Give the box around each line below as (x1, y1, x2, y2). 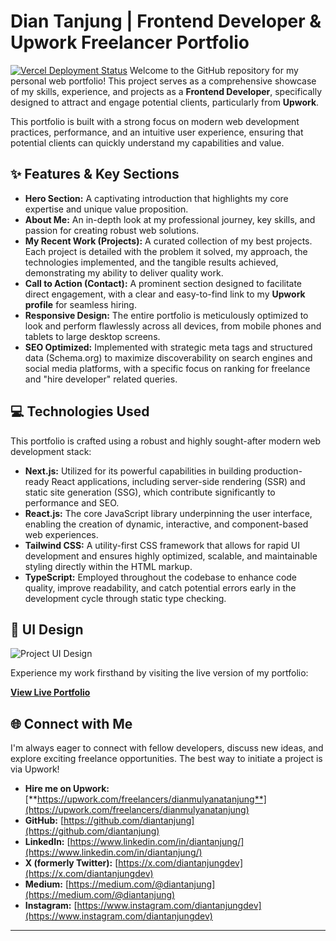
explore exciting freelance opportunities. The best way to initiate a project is (10, 753, 323, 765)
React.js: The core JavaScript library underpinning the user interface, (24, 507, 313, 519)
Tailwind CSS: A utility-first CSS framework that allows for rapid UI (24, 539, 300, 551)
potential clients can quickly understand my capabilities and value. (10, 136, 285, 149)
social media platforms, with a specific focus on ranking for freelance (24, 362, 311, 374)
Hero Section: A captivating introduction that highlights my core (24, 192, 289, 204)
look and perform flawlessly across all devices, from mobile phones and (24, 320, 322, 332)
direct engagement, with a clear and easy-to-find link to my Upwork (24, 288, 306, 300)
